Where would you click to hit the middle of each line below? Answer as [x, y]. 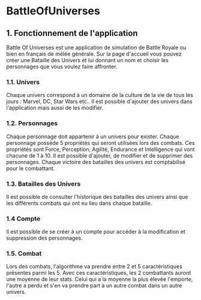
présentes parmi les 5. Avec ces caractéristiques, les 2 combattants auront [99, 273]
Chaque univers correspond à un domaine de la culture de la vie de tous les [100, 95]
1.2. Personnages [32, 123]
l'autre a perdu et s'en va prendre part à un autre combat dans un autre [94, 286]
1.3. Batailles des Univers [43, 184]
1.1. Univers [23, 82]
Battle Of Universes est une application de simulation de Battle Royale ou [96, 47]
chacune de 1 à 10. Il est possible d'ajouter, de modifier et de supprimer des [100, 155]
